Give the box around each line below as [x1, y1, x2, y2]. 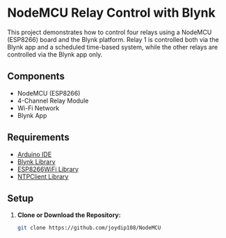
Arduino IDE [17, 150, 52, 158]
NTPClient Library [17, 172, 69, 181]
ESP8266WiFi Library [17, 165, 79, 173]
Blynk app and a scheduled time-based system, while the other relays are [7, 43, 218, 51]
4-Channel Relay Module [17, 96, 89, 105]
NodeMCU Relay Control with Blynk [7, 5, 216, 21]
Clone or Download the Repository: [17, 211, 121, 219]
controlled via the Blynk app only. [7, 50, 103, 59]
